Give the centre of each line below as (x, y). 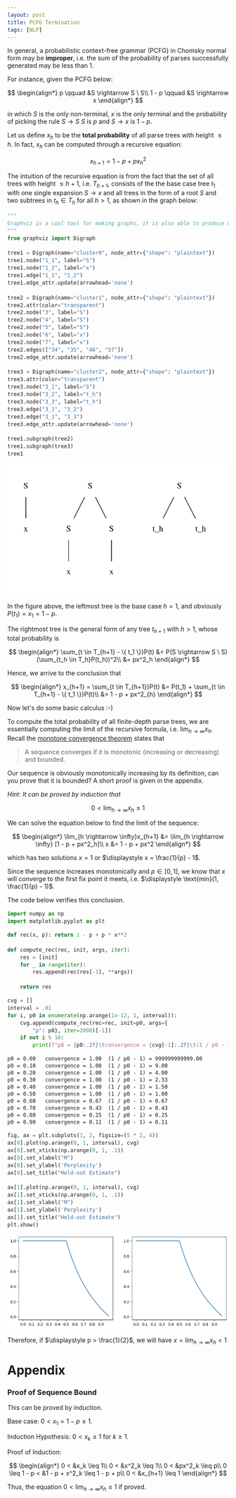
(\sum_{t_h (52, 659)
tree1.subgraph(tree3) (40, 447)
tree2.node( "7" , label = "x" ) (48, 342)
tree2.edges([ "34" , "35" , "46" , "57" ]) (66, 350)
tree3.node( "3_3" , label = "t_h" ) (54, 402)
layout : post (26, 15)
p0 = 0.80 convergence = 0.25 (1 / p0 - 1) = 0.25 (88, 1115)
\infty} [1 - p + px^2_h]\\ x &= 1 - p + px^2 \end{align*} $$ (118, 844)
